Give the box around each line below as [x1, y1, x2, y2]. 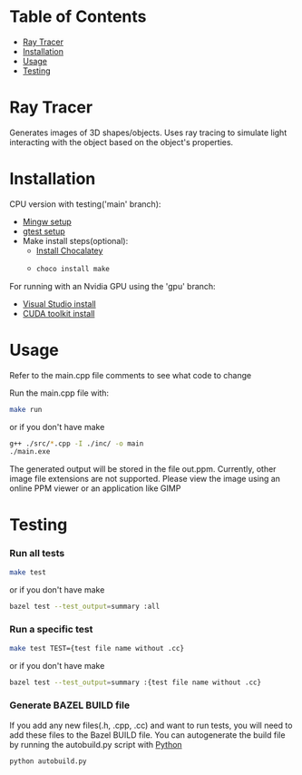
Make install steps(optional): [22, 235, 129, 246]
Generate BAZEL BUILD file [9, 699, 130, 711]
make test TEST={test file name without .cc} [9, 643, 184, 652]
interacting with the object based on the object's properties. [9, 136, 234, 147]
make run [9, 405, 43, 414]
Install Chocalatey [35, 245, 103, 256]
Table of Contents [9, 6, 147, 27]
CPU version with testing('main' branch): [9, 198, 161, 210]
